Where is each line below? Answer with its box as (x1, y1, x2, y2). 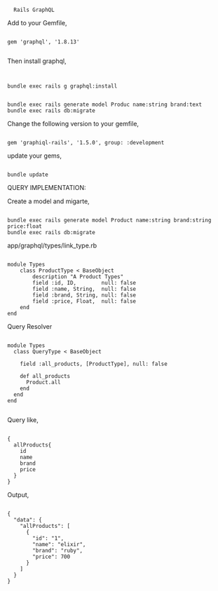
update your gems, (7, 151, 62, 160)
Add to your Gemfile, (7, 19, 68, 27)
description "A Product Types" (32, 273, 124, 280)
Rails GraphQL (13, 6, 55, 13)
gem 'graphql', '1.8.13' (7, 39, 80, 46)
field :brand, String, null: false (32, 292, 137, 299)
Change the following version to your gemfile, (7, 120, 139, 128)
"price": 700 (32, 553, 71, 560)
